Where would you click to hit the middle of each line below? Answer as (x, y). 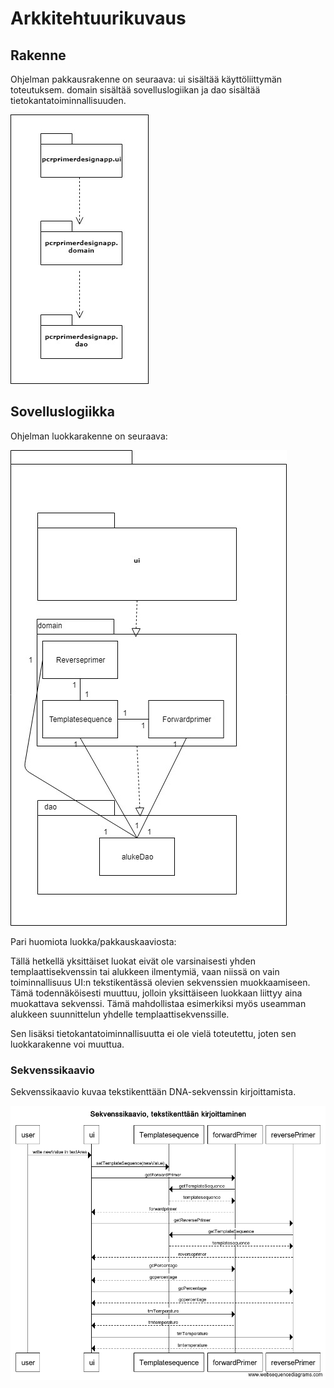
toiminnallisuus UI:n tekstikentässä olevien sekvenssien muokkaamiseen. (160, 982)
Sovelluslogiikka (62, 412)
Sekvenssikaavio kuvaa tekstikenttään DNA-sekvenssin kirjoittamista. (153, 1092)
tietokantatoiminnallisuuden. (68, 100)
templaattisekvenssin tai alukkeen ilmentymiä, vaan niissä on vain (145, 971)
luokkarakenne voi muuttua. (67, 1044)
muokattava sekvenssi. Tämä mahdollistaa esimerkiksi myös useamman (158, 1003)
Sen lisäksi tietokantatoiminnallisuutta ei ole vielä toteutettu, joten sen (153, 1033)
